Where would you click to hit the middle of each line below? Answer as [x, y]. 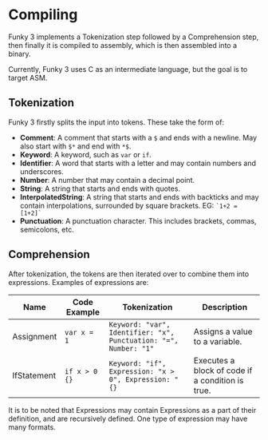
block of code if [223, 371]
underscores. [41, 171]
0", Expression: [140, 379]
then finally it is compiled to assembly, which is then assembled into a [123, 45]
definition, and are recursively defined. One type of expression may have [128, 418]
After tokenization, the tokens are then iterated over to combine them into [129, 274]
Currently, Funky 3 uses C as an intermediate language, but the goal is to [128, 69]
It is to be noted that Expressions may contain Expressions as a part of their [132, 410]
